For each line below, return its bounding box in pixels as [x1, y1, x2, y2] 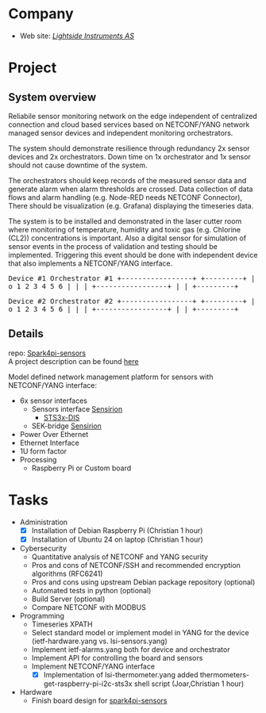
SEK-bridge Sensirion [31, 421, 102, 431]
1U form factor [19, 446, 67, 456]
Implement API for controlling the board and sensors [31, 653, 203, 662]
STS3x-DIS [43, 412, 80, 422]
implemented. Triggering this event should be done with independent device [8, 250, 258, 259]
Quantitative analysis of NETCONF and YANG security [31, 552, 209, 562]
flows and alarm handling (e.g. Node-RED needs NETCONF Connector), [8, 192, 243, 202]
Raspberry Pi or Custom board [31, 463, 132, 473]
